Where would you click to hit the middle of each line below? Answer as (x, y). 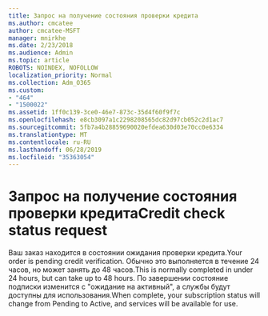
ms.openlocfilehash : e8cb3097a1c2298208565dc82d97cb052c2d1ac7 (116, 120)
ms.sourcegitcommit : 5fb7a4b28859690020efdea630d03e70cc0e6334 (116, 127)
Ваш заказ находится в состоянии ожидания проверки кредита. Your (125, 253)
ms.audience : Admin (41, 53)
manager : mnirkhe (37, 38)
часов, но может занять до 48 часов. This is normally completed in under (131, 270)
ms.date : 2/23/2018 (41, 46)
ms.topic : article (39, 61)
